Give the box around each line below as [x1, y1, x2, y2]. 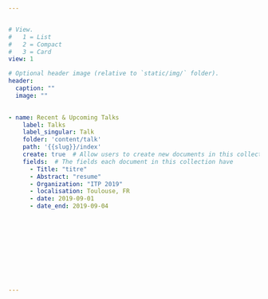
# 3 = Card [8, 48, 52, 56]
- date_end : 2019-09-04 [29, 202, 109, 211]
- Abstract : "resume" [29, 173, 102, 181]
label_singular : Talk [22, 128, 94, 136]
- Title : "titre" [29, 165, 88, 173]
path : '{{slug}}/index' [22, 143, 102, 151]
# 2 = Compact [8, 41, 62, 49]
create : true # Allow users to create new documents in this [22, 150, 234, 158]
